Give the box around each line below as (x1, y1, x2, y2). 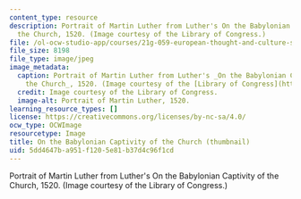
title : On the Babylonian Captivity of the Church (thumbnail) (9, 137, 251, 146)
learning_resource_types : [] (9, 104, 118, 113)
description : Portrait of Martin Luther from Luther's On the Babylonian (9, 21, 291, 30)
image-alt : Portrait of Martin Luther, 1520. (17, 95, 191, 105)
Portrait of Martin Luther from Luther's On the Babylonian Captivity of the (9, 170, 279, 181)
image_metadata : (9, 63, 70, 72)
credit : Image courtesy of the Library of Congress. (17, 87, 219, 96)
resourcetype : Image (9, 129, 87, 138)
